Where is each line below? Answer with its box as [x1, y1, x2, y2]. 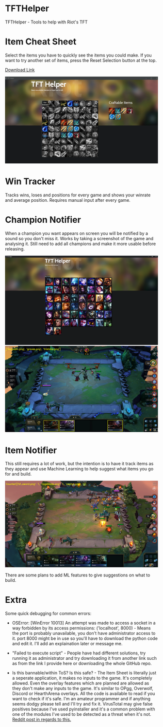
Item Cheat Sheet [5, 36, 77, 47]
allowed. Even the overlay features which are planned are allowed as [12, 680, 149, 686]
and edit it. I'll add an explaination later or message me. [12, 640, 123, 646]
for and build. [5, 471, 32, 477]
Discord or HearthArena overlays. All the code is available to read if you [12, 690, 155, 696]
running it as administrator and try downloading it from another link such [12, 655, 157, 661]
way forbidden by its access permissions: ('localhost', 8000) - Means [12, 625, 151, 631]
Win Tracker [5, 176, 56, 187]
